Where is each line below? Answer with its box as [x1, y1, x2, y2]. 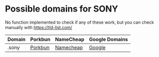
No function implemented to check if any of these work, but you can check [5, 19, 154, 25]
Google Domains [89, 36, 128, 43]
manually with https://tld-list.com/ [5, 24, 72, 30]
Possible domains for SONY [5, 3, 118, 14]
